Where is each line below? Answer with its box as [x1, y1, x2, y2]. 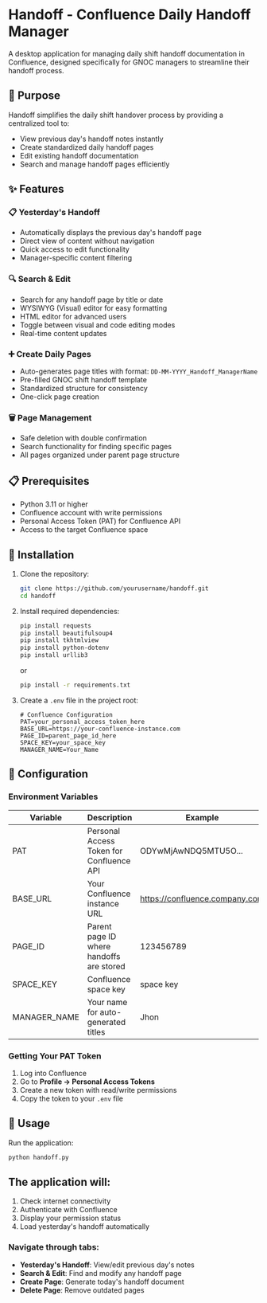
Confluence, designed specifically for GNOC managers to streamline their [8, 57, 250, 67]
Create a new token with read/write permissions [19, 1085, 177, 1094]
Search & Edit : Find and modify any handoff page [19, 1268, 183, 1278]
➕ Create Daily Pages [8, 348, 91, 359]
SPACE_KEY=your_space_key [19, 738, 106, 746]
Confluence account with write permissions [19, 508, 163, 518]
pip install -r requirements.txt [19, 681, 131, 690]
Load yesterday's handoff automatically [19, 1222, 149, 1231]
